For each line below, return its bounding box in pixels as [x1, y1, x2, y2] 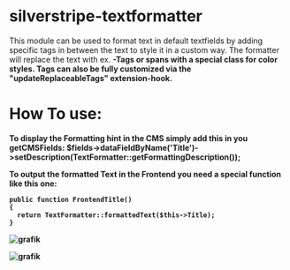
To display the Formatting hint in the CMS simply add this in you [9, 132, 248, 143]
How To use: [9, 104, 103, 124]
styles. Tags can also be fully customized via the [9, 64, 192, 74]
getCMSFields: [9, 142, 65, 153]
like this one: [9, 178, 57, 189]
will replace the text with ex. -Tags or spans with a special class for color [9, 54, 279, 64]
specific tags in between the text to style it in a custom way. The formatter [9, 44, 280, 55]
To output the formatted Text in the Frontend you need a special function [9, 169, 281, 179]
